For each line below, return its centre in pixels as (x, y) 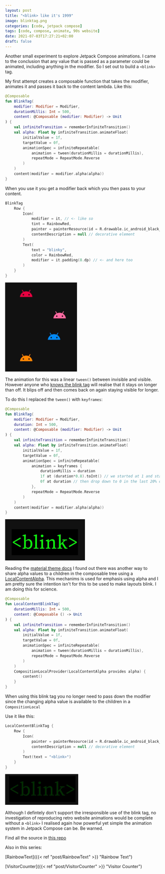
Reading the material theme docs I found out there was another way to (76, 568)
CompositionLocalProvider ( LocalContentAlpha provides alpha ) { (80, 671)
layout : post (18, 10)
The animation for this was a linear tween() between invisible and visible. (79, 379)
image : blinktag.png (26, 21)
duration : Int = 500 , (36, 424)
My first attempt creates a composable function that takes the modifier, (77, 81)
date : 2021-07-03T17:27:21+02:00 (39, 36)
